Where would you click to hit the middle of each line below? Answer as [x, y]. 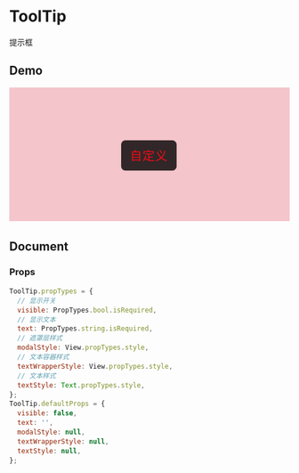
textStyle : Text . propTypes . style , [81, 385]
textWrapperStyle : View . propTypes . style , [95, 366]
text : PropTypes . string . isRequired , [85, 329]
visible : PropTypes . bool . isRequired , [87, 310]
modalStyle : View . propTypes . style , [83, 348]
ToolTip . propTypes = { [51, 291]
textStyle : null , [49, 451]
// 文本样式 [36, 376]
